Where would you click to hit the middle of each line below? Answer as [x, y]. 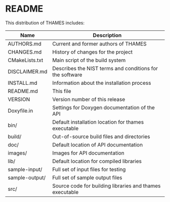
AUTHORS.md [25, 43]
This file [62, 91]
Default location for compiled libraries [97, 161]
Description [107, 35]
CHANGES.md [25, 52]
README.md [23, 91]
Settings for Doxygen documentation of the [104, 108]
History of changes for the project [93, 52]
